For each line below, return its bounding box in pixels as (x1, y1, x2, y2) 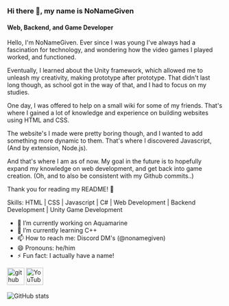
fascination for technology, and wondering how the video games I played (7, 46, 213, 54)
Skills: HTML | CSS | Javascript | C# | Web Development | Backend (7, 198, 196, 207)
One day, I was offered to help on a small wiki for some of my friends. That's (7, 102, 223, 110)
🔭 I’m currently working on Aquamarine (16, 219, 128, 227)
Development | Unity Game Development (7, 206, 123, 214)
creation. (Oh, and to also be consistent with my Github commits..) (7, 172, 194, 180)
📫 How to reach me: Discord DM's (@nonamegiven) (16, 234, 166, 242)
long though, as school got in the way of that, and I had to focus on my (7, 81, 207, 89)
